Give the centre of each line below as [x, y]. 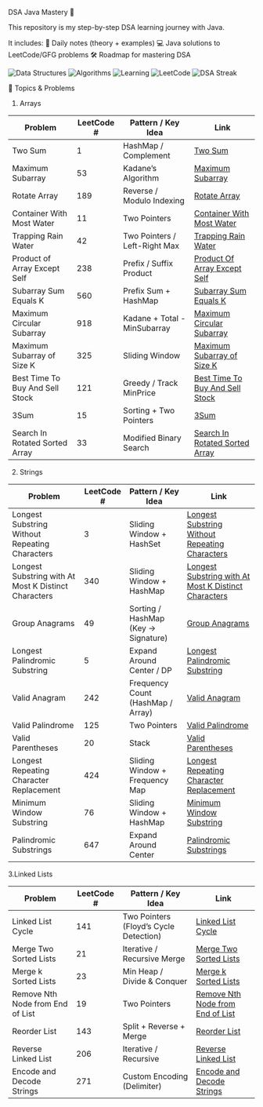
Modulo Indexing [154, 200]
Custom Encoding [155, 1076]
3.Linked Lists [31, 874]
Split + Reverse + [154, 1026]
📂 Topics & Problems [41, 88]
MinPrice [139, 393]
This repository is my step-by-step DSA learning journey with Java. [116, 27]
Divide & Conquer [155, 981]
